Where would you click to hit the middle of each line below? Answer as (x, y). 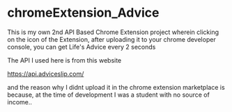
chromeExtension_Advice (83, 13)
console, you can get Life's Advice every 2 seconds (82, 47)
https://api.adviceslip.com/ (46, 74)
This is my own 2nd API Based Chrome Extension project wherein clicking (113, 32)
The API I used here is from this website (64, 60)
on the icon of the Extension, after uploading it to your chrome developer (111, 39)
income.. (20, 102)
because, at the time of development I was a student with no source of (109, 95)
